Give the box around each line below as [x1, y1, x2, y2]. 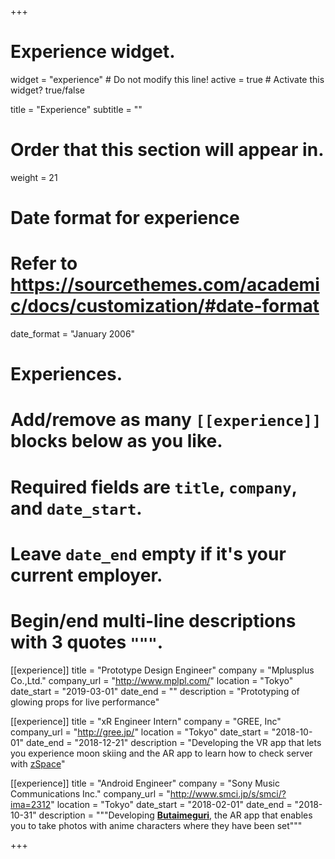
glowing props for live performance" [10, 696, 160, 708]
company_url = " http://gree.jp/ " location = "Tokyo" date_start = [10, 726, 270, 738]
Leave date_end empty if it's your [10, 542, 287, 565]
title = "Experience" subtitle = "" [10, 103, 143, 115]
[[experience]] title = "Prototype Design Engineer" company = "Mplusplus [10, 664, 315, 676]
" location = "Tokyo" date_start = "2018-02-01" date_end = [50, 798, 293, 810]
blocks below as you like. [10, 430, 223, 453]
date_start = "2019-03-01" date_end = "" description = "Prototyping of [10, 685, 300, 697]
